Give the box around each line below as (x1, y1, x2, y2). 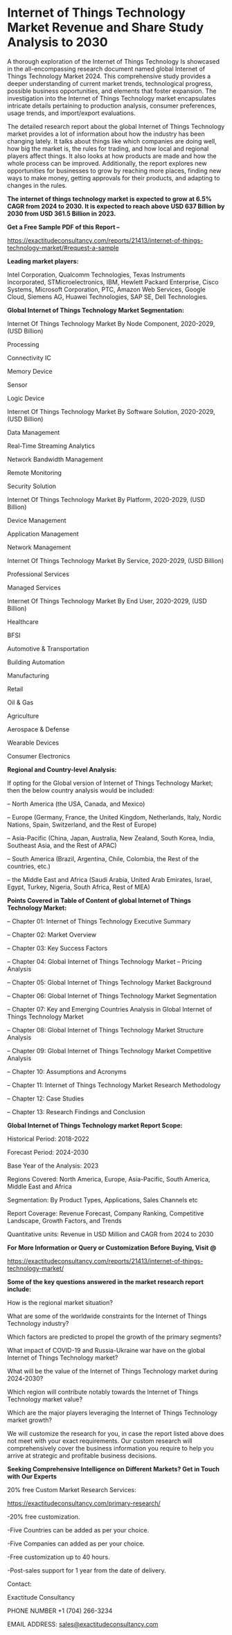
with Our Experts (7, 1472, 57, 1480)
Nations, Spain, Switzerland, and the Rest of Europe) (7, 820, 157, 829)
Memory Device (7, 367, 53, 375)
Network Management (7, 543, 71, 551)
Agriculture (7, 711, 39, 720)
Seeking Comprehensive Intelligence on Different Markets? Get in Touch (7, 1464, 220, 1473)
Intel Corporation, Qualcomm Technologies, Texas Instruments (7, 270, 186, 279)
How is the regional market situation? (7, 1298, 113, 1306)
